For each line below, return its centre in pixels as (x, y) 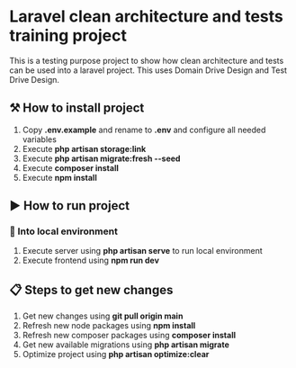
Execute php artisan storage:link (84, 148)
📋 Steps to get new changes (91, 290)
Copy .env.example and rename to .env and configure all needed (144, 130)
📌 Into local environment (64, 231)
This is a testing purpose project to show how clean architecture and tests (147, 60)
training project (68, 36)
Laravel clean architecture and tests (146, 17)
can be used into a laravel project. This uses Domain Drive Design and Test (148, 70)
